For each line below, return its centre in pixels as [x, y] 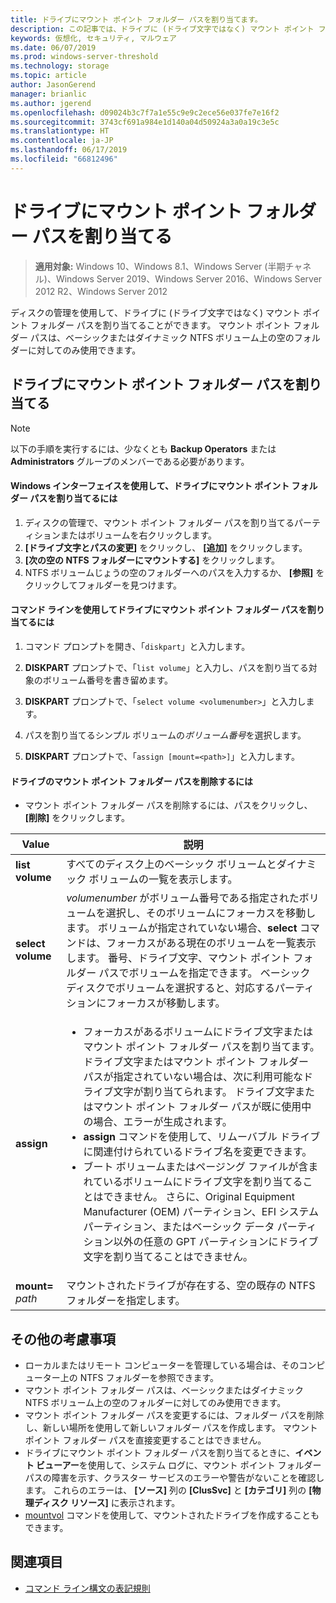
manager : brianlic [48, 94]
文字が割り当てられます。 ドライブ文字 [204, 1092]
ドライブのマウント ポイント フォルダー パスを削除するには [131, 781]
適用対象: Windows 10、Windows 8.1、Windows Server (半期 [160, 266]
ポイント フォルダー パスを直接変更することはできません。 [145, 1440]
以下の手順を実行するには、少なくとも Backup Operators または [143, 448]
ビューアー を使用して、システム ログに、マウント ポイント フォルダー [179, 1465]
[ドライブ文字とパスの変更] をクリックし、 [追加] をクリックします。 [166, 547]
